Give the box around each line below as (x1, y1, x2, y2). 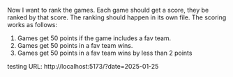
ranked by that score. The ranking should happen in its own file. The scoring (7, 13, 227, 22)
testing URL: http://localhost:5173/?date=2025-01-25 (7, 62, 159, 70)
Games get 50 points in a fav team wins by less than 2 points (17, 49, 193, 57)
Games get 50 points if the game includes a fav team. (17, 34, 172, 42)
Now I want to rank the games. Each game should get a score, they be (7, 6, 209, 14)
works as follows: (7, 21, 58, 28)
